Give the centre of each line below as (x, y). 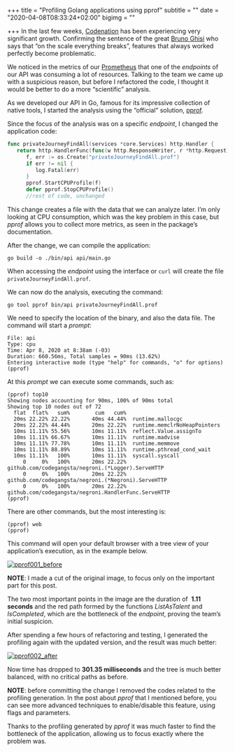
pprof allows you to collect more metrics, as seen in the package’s (102, 224)
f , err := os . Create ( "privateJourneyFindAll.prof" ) (102, 157)
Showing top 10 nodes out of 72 (54, 406)
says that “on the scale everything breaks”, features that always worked (111, 46)
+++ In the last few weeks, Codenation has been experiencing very (104, 31)
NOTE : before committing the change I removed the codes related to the (111, 690)
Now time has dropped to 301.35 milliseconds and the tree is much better (114, 669)
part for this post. (32, 585)
